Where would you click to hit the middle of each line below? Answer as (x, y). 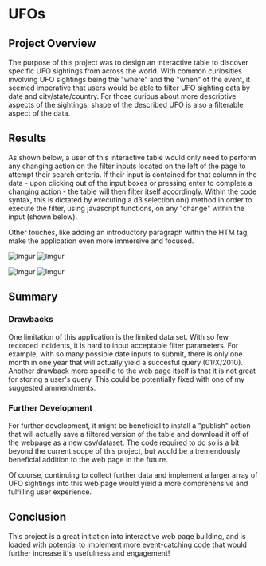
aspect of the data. (39, 113)
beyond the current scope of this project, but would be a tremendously (124, 450)
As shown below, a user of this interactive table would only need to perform (132, 157)
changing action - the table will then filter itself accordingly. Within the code (133, 191)
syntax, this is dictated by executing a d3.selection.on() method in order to (130, 199)
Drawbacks (31, 320)
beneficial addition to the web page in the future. (88, 459)
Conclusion (37, 517)
